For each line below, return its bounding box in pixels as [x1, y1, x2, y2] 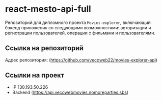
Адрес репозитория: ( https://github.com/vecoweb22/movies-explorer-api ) [5, 57, 158, 63]
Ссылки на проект [5, 71, 65, 80]
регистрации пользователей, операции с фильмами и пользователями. [5, 30, 156, 36]
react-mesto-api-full [5, 3, 91, 15]
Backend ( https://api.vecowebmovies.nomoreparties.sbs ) [12, 89, 129, 95]
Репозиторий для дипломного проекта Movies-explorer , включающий [5, 20, 151, 25]
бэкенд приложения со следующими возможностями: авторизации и [5, 24, 151, 30]
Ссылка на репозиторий [5, 44, 84, 52]
